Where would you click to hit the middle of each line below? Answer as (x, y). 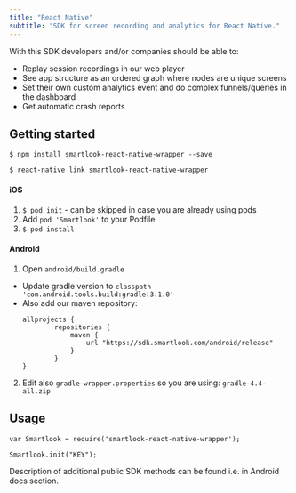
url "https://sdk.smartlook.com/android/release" (180, 343)
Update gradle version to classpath (87, 286)
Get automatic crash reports (74, 106)
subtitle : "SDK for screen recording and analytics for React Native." (144, 26)
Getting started (52, 134)
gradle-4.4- (244, 384)
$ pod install (48, 229)
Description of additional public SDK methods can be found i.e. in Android (144, 471)
